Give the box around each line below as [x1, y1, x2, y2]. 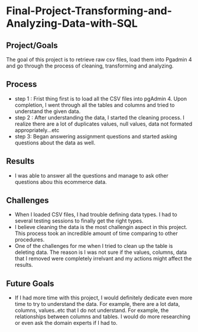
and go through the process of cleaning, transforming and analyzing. [6, 62, 174, 69]
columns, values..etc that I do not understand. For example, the [14, 307, 169, 314]
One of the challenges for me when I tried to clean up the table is [14, 243, 173, 250]
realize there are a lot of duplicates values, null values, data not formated [14, 120, 193, 127]
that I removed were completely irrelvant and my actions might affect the [14, 255, 192, 262]
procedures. [14, 236, 45, 243]
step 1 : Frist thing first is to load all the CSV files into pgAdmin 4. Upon [14, 95, 187, 102]
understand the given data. [14, 108, 81, 115]
